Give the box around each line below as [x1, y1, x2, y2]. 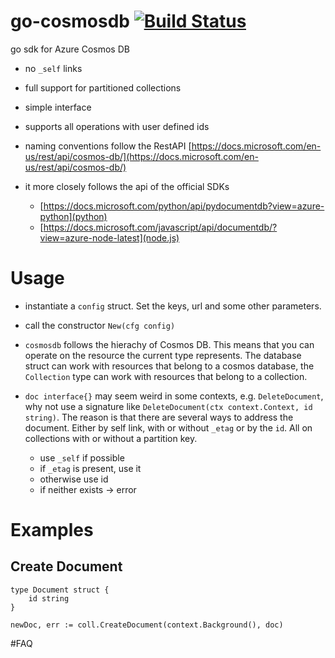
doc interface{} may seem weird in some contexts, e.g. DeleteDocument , [24, 390, 324, 402]
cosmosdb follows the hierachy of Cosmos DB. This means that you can [24, 338, 315, 350]
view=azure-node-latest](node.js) [39, 231, 180, 244]
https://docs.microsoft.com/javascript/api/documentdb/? [43, 221, 278, 233]
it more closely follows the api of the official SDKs [24, 180, 230, 192]
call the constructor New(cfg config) [24, 319, 176, 331]
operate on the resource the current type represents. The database [24, 349, 302, 361]
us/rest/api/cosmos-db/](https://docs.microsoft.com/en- [24, 150, 259, 162]
